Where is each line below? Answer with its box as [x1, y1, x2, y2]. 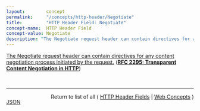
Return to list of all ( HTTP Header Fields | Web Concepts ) [51, 93, 194, 100]
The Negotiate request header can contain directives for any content [6, 53, 174, 59]
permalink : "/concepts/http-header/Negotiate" [6, 14, 135, 20]
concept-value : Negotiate [6, 31, 70, 37]
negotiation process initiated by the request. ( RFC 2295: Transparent [6, 58, 177, 66]
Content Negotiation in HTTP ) [6, 65, 82, 71]
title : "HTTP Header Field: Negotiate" [6, 19, 127, 25]
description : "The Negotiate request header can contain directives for [6, 36, 190, 42]
